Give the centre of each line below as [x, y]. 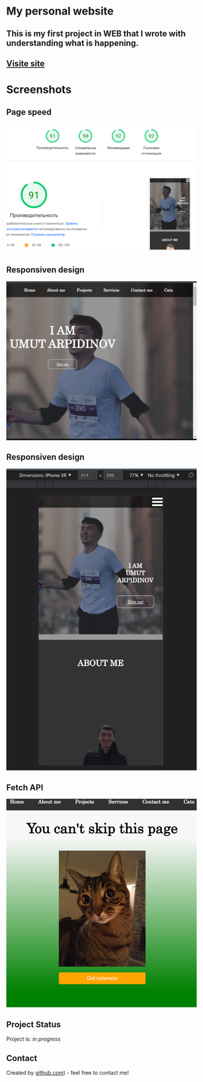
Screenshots [39, 90]
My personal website [60, 11]
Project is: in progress [34, 1039]
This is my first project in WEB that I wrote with [96, 34]
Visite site [26, 63]
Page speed [29, 112]
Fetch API [25, 788]
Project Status [34, 1024]
